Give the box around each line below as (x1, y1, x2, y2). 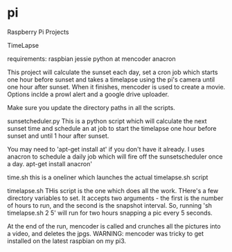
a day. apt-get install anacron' (7, 159, 92, 168)
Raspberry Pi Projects (7, 28, 69, 36)
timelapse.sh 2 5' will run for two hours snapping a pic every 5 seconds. (7, 208, 213, 217)
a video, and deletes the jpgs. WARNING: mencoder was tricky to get (7, 229, 204, 237)
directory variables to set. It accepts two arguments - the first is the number (7, 194, 224, 202)
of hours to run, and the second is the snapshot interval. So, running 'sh (7, 201, 213, 209)
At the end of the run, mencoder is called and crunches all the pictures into (7, 222, 221, 230)
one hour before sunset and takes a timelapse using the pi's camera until (7, 75, 215, 84)
